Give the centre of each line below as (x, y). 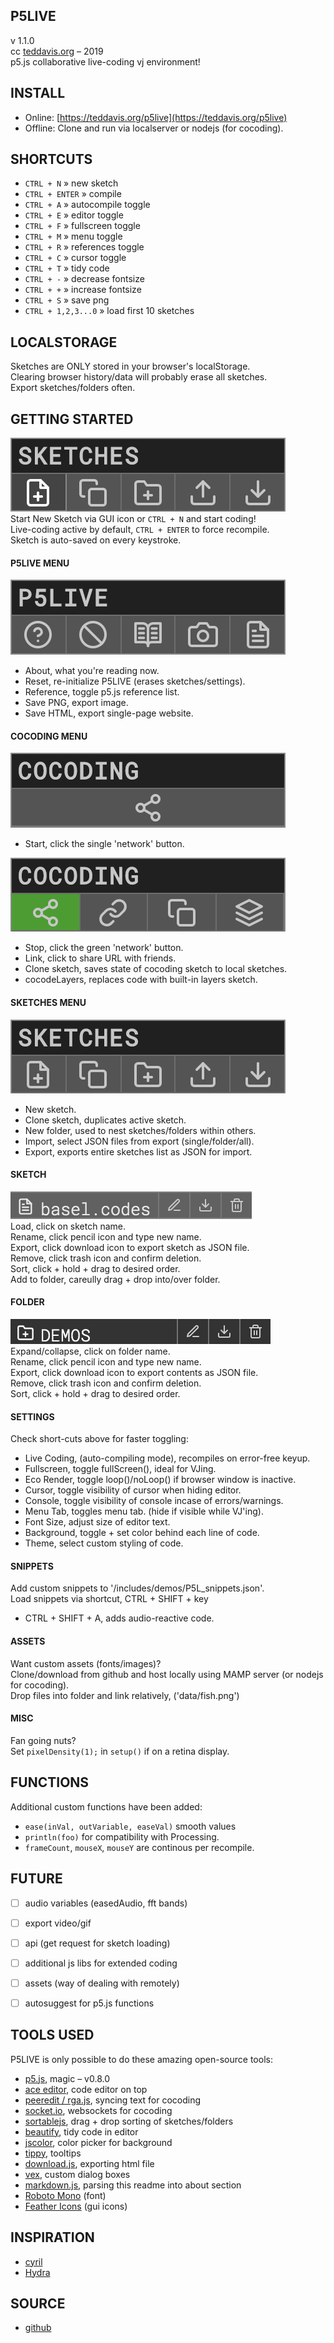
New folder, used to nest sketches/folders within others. (140, 1130)
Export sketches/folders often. (73, 388)
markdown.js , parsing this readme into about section (133, 2185)
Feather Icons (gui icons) (76, 2206)
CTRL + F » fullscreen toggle (82, 226)
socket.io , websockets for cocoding (98, 2110)
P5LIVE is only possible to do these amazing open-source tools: (141, 2059)
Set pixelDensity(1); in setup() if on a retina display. (120, 1751)
